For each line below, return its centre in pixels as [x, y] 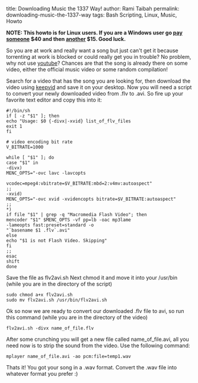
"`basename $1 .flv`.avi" [38, 230]
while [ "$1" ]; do [30, 157]
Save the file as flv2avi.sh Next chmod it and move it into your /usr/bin [92, 278]
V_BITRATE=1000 [25, 147]
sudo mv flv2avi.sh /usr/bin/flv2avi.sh [57, 300]
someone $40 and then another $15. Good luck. [66, 39]
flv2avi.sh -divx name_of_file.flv [50, 328]
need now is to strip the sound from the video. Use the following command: [98, 346]
